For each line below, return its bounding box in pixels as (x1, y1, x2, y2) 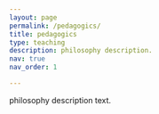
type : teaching (9, 37, 66, 47)
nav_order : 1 (9, 63, 58, 72)
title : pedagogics (9, 29, 77, 38)
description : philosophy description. (9, 46, 153, 55)
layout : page (9, 12, 58, 22)
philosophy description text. (9, 94, 112, 105)
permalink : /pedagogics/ (9, 21, 101, 30)
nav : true (9, 54, 46, 63)
